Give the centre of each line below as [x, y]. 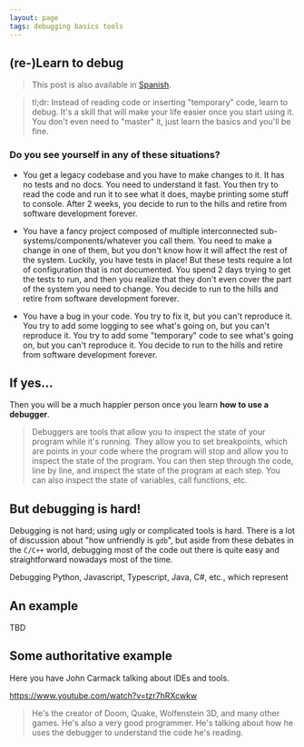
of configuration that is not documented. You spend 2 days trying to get [157, 270]
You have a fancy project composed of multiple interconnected [140, 231]
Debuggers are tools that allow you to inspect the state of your [148, 432]
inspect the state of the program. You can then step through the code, [162, 461]
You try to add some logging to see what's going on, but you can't [146, 325]
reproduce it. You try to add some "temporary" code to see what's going [158, 335]
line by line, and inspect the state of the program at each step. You [156, 471]
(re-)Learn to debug [67, 63]
